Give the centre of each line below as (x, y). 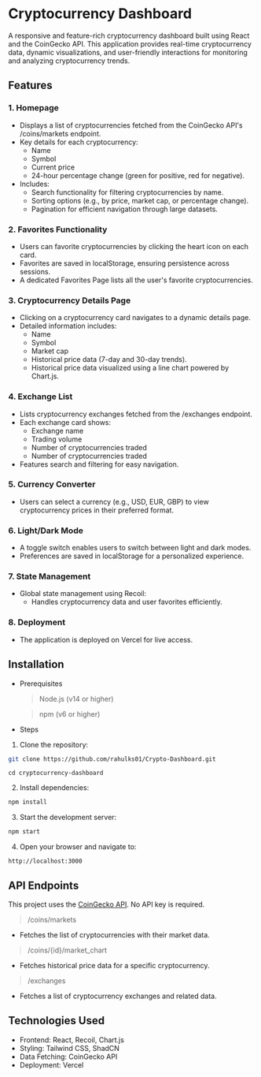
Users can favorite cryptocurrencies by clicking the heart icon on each (134, 246)
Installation (36, 664)
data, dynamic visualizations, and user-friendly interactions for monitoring (128, 52)
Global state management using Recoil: (83, 594)
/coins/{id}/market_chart (67, 950)
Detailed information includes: (68, 326)
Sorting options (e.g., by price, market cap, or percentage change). (140, 200)
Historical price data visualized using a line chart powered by (130, 368)
